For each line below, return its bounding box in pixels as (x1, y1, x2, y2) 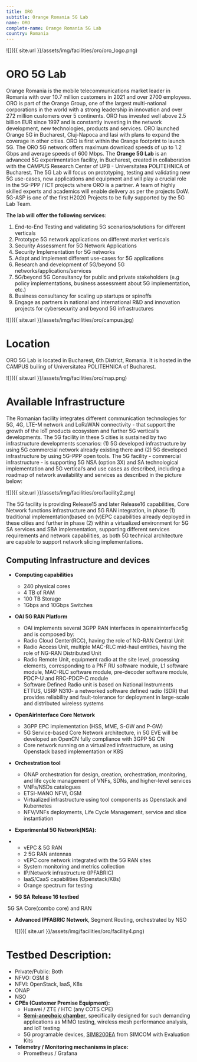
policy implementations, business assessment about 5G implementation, (14, 280, 191, 287)
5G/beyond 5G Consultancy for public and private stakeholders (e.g (14, 273, 180, 281)
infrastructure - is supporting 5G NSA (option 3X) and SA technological (6, 459, 179, 466)
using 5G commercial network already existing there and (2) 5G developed (6, 446, 188, 453)
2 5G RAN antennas (23, 850, 72, 857)
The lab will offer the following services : (6, 212, 107, 219)
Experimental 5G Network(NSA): (14, 826, 97, 833)
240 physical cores (23, 582, 71, 589)
